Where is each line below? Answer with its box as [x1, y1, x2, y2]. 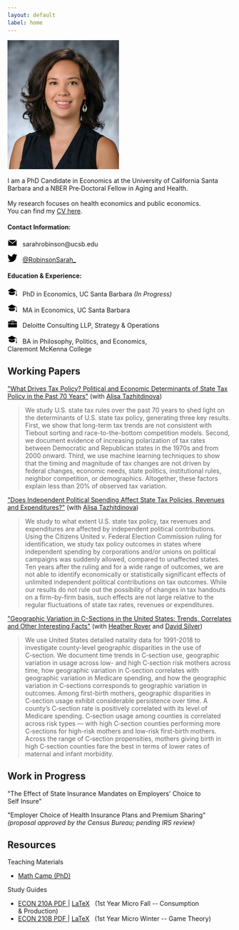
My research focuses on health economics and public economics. [7, 199, 201, 207]
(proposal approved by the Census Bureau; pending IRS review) [7, 818, 195, 826]
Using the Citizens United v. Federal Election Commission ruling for [24, 532, 223, 541]
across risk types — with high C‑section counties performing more [24, 719, 221, 728]
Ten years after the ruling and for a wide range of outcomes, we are [24, 562, 224, 571]
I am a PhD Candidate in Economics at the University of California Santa [7, 176, 219, 185]
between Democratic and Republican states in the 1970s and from [24, 444, 219, 452]
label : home [7, 19, 43, 26]
